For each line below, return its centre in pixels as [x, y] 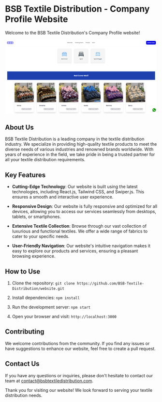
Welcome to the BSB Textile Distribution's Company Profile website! [73, 33]
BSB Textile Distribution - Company [77, 9]
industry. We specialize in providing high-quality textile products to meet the [81, 144]
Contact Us [22, 364]
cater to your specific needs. [41, 236]
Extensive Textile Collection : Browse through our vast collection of [79, 226]
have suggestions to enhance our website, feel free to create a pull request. [80, 349]
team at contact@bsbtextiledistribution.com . [49, 381]
